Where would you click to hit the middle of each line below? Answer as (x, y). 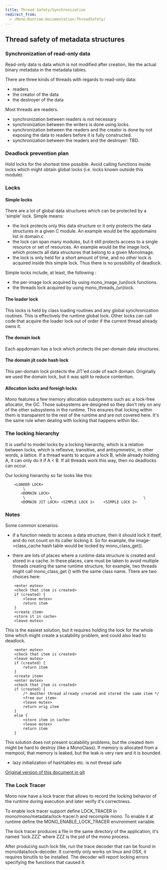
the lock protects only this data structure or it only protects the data (82, 226)
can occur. (16, 465)
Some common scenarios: (32, 525)
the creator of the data (35, 94)
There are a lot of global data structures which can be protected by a (76, 211)
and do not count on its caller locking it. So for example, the (74, 540)
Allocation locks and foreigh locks (41, 388)
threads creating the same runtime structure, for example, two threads (84, 566)
